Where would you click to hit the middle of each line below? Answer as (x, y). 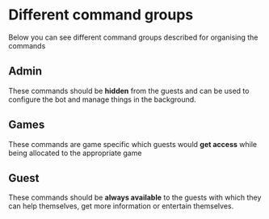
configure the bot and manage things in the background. (102, 99)
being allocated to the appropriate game (75, 153)
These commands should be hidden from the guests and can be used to (129, 91)
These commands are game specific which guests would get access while (132, 144)
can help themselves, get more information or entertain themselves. (121, 206)
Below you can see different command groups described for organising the (133, 37)
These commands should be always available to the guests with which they (135, 198)
